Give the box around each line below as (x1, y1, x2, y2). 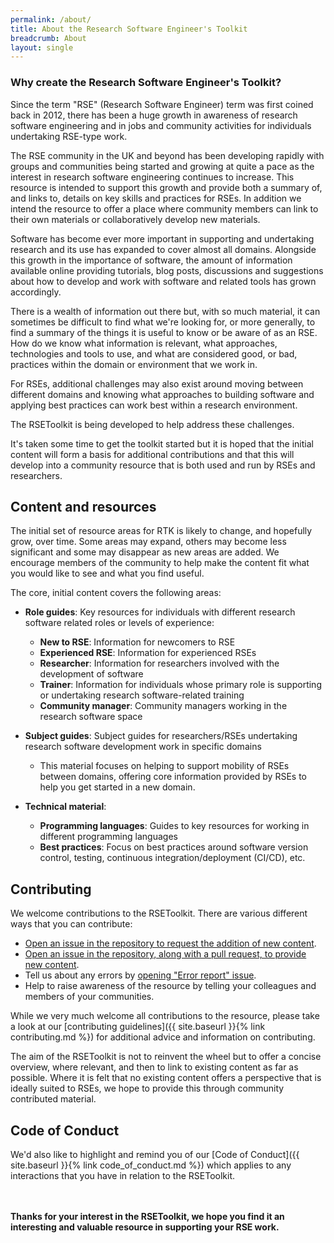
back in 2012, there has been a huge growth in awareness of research (10, 109, 298, 121)
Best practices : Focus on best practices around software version (39, 841, 309, 853)
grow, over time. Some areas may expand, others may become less (10, 536, 287, 548)
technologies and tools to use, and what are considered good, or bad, (10, 347, 298, 360)
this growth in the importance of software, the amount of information (10, 254, 293, 266)
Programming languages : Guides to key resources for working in (39, 820, 310, 832)
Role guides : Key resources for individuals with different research (24, 606, 296, 618)
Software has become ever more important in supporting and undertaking (10, 232, 315, 245)
